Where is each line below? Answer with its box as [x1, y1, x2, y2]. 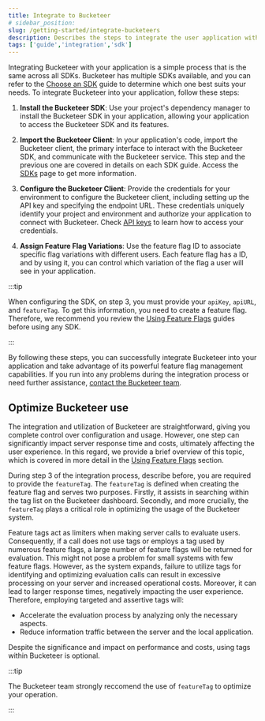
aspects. [19, 618, 48, 628]
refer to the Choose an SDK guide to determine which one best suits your [8, 80, 247, 89]
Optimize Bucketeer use [8, 400, 129, 415]
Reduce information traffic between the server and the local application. [19, 627, 254, 637]
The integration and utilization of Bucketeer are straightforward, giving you [8, 422, 251, 431]
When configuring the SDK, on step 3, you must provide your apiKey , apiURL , [8, 297, 256, 306]
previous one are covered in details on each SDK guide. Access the [19, 160, 239, 170]
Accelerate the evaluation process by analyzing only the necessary [19, 610, 238, 620]
